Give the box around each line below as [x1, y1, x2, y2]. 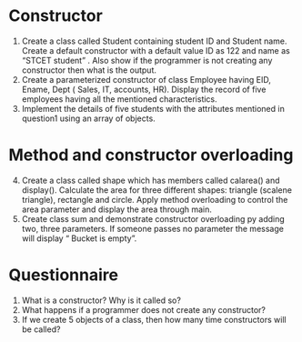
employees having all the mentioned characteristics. [21, 93, 217, 105]
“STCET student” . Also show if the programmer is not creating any [21, 55, 273, 65]
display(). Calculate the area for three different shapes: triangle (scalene [21, 184, 293, 196]
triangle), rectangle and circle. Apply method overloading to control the [21, 194, 288, 205]
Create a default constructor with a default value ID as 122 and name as [21, 45, 290, 55]
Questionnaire [8, 265, 119, 286]
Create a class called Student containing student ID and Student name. [21, 35, 287, 46]
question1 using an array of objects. [21, 113, 156, 124]
